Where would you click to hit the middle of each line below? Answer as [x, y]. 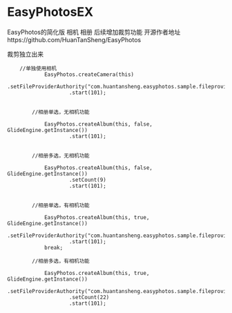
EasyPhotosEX [50, 12]
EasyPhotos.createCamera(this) [89, 74]
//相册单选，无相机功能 [61, 112]
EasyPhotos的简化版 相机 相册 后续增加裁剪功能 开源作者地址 [94, 32]
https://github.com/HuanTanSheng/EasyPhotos [74, 39]
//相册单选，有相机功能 [61, 205]
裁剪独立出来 [25, 54]
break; [54, 247]
